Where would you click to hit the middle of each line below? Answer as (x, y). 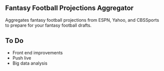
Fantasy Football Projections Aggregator (69, 8)
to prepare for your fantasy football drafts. (48, 25)
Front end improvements (38, 53)
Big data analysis (30, 63)
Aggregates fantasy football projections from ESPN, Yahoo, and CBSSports (82, 20)
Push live (22, 58)
